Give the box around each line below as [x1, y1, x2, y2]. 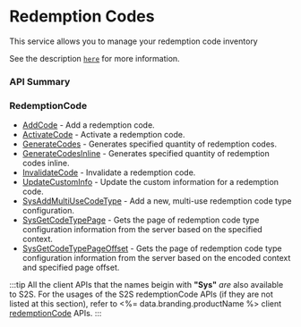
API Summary [9, 75, 71, 88]
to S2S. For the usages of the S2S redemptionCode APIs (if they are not [9, 289, 273, 300]
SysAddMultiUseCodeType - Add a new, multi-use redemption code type [21, 196, 292, 206]
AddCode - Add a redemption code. [21, 120, 155, 130]
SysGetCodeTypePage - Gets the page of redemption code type [21, 214, 260, 225]
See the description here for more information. [9, 53, 181, 63]
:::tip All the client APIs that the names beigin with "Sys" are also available [9, 280, 284, 290]
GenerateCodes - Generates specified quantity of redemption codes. [21, 138, 278, 149]
